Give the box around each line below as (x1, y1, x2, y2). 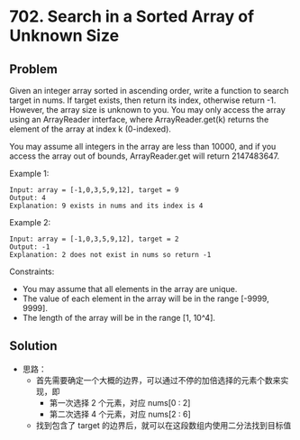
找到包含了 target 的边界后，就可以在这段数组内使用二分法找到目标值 (35, 419, 292, 430)
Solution (9, 338, 58, 353)
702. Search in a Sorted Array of (9, 6, 255, 27)
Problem (9, 61, 59, 77)
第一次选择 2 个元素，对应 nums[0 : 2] (49, 397, 191, 408)
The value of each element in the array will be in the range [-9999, (22, 293, 269, 304)
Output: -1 (9, 243, 50, 252)
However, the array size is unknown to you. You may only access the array (9, 105, 286, 115)
